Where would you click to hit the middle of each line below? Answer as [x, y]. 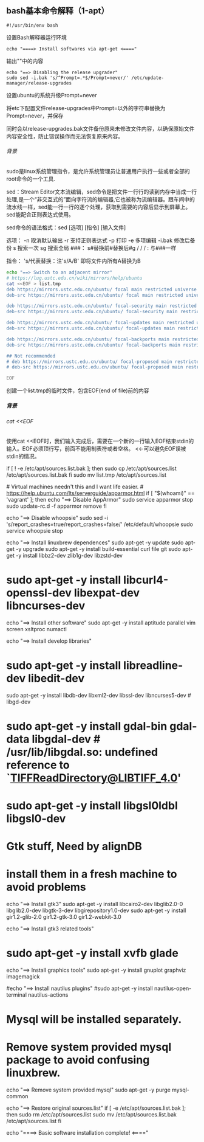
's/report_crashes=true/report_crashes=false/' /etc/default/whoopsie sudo [100, 524]
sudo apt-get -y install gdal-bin [87, 726]
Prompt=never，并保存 [35, 116]
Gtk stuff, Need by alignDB [74, 846]
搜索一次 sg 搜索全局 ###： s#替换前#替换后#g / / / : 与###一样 [97, 248]
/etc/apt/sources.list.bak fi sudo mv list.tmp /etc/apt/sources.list [87, 475]
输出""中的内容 [25, 61]
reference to [38, 765]
